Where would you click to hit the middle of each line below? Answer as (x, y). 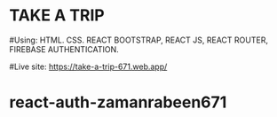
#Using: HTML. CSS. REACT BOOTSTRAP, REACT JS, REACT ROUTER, (139, 40)
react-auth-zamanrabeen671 (118, 102)
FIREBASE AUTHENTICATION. (64, 49)
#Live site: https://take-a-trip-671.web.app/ (88, 66)
